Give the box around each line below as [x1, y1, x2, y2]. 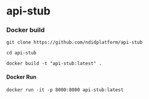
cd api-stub [6, 50, 36, 56]
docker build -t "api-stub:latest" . [6, 60, 102, 67]
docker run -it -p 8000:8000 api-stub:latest [6, 86, 123, 93]
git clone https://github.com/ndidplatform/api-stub [6, 39, 143, 46]
